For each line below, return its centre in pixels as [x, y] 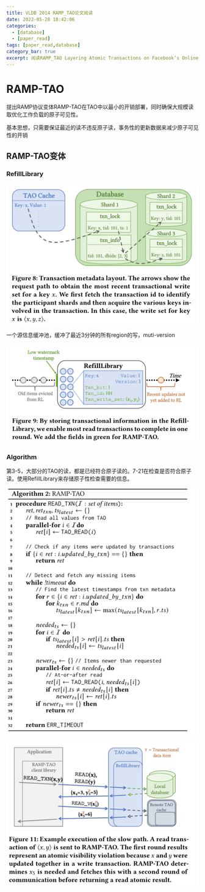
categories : [21, 26]
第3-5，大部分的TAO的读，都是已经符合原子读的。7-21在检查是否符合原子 [99, 471]
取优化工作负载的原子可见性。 [44, 114]
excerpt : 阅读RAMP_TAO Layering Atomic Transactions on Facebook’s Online [103, 58]
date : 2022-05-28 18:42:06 [41, 19]
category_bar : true [31, 52]
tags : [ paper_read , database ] [43, 45]
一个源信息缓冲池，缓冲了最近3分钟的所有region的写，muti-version [91, 335]
